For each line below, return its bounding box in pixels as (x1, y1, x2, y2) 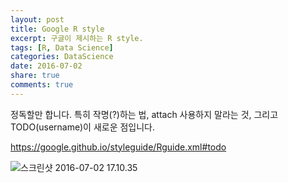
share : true (10, 71, 60, 81)
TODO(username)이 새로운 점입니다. (10, 121, 156, 133)
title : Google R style (10, 24, 105, 34)
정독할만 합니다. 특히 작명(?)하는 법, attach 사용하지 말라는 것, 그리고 (10, 108, 279, 120)
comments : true (10, 80, 74, 90)
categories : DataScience (10, 52, 114, 62)
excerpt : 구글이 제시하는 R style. (10, 33, 144, 43)
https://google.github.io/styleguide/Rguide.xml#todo (10, 141, 227, 153)
